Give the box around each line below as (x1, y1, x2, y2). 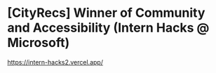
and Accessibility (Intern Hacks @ (7, 20, 210, 36)
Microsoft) (7, 35, 70, 51)
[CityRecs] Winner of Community (7, 5, 205, 21)
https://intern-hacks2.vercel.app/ (7, 58, 104, 66)
